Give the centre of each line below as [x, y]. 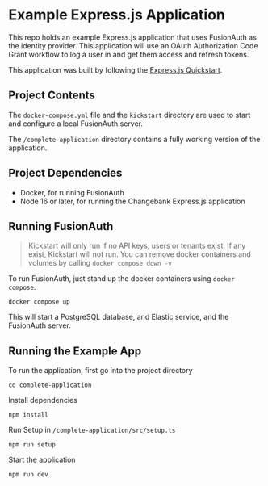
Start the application [42, 460]
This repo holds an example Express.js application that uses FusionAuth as [132, 37]
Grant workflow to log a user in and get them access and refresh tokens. [129, 54]
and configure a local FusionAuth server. [76, 124]
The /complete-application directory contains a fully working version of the [134, 139]
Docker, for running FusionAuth [72, 192]
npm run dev [28, 475]
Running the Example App [75, 351]
